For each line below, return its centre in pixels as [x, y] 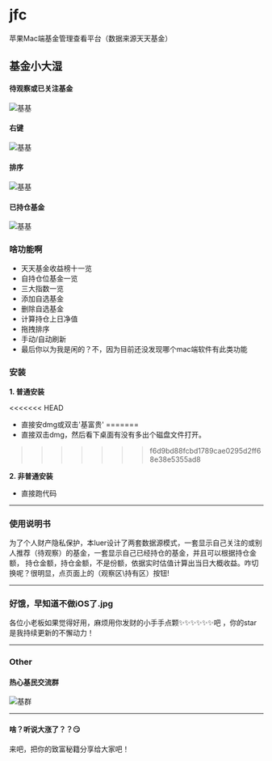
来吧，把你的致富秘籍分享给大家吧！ [69, 749]
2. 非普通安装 [31, 476]
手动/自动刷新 [44, 339]
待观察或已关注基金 [41, 88]
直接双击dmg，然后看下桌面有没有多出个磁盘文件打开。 [113, 434]
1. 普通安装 [27, 391]
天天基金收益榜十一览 [56, 268]
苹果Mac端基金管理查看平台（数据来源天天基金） [91, 38]
